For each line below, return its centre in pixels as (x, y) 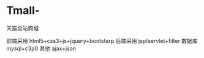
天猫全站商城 (22, 28)
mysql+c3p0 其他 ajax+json (41, 48)
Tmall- (23, 11)
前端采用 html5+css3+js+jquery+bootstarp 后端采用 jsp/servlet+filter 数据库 (102, 40)
